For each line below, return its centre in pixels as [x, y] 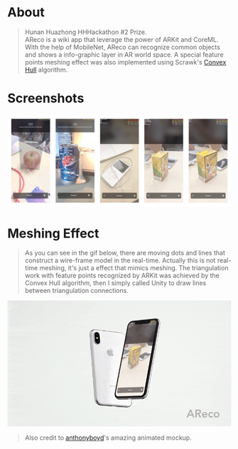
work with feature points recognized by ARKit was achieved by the [122, 276]
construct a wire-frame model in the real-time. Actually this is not [120, 260]
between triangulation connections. [77, 291]
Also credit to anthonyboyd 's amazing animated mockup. [108, 438]
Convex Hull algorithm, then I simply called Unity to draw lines [115, 283]
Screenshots [46, 98]
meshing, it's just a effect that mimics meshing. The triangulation [134, 268]
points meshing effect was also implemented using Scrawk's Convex [125, 62]
